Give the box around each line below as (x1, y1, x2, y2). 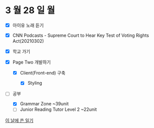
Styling (27, 80, 42, 86)
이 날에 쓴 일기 (5, 117, 34, 123)
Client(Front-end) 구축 (20, 70, 65, 76)
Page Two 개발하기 (12, 59, 51, 66)
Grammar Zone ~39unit (20, 101, 69, 107)
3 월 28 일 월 (5, 5, 55, 16)
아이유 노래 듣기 (12, 22, 44, 28)
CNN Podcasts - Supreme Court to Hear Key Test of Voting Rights (12, 32, 149, 38)
